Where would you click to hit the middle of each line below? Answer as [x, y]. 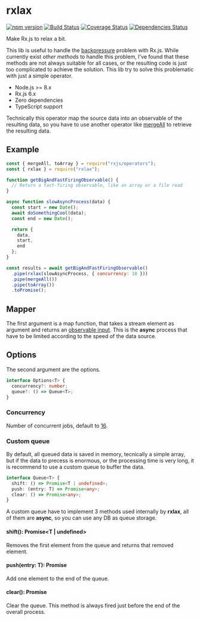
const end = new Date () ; [42, 218]
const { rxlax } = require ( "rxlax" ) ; [53, 169]
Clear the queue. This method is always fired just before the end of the [93, 605]
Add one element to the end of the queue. [58, 578]
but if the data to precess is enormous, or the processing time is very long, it [100, 460]
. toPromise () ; [29, 290]
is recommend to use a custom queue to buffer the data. [76, 467]
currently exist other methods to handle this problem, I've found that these [98, 56]
